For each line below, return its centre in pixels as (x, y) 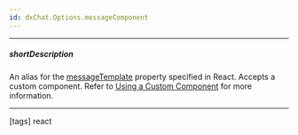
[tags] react (31, 121)
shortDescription (41, 54)
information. (31, 95)
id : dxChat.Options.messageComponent (79, 17)
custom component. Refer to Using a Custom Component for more (131, 86)
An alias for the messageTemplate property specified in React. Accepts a (142, 76)
